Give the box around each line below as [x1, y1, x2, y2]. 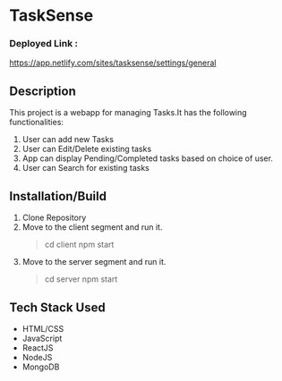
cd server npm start [44, 274, 118, 284]
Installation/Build [9, 189, 107, 204]
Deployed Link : [9, 38, 79, 50]
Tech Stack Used [9, 300, 106, 315]
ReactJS [21, 342, 54, 353]
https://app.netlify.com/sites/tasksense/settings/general [9, 57, 217, 68]
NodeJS [21, 351, 53, 362]
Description [9, 83, 76, 98]
